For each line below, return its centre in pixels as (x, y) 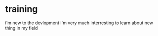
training (21, 9)
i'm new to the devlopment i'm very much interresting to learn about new (79, 23)
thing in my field (21, 28)
